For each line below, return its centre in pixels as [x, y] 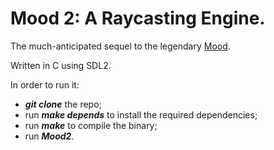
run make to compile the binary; [91, 125]
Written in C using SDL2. [61, 65]
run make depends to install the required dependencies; [141, 114]
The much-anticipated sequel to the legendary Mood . [120, 46]
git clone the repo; [63, 104]
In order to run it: [45, 84]
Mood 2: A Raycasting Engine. [138, 18]
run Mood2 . [49, 136]
